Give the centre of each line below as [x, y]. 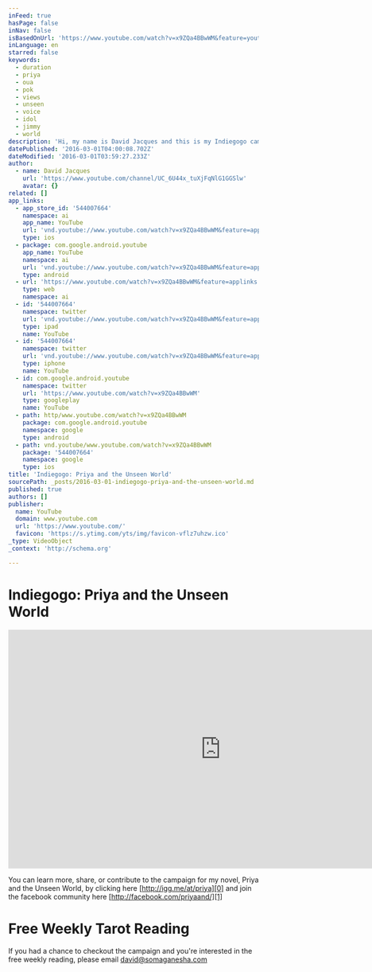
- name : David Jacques [53, 171]
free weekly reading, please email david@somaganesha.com [108, 959]
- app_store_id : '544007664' [64, 208]
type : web [39, 290]
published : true [35, 489]
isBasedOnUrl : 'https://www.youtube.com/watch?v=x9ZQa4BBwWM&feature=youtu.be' [144, 38]
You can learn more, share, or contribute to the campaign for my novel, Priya [134, 880]
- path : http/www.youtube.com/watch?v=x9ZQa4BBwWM [101, 416]
